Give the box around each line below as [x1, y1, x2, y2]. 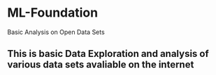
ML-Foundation [7, 5, 99, 21]
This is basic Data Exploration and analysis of [7, 48, 210, 60]
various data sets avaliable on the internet [7, 59, 194, 71]
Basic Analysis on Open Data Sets [7, 28, 105, 36]
